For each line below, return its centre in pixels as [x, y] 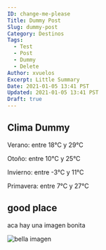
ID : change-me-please [39, 14]
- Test [23, 47]
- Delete [26, 66]
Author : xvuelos [31, 73]
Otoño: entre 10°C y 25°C [44, 158]
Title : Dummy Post [34, 20]
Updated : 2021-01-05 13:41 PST [53, 93]
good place [32, 208]
